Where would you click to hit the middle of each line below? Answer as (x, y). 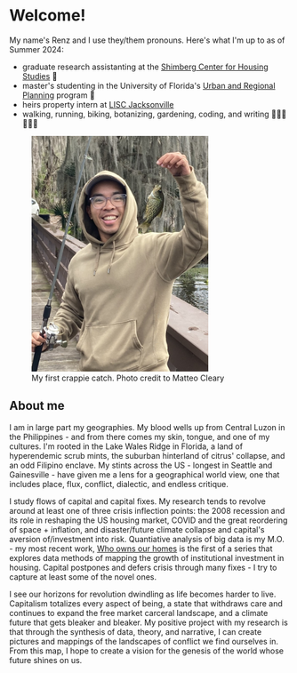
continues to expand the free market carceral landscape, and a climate (139, 613)
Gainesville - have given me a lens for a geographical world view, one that (144, 474)
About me (37, 406)
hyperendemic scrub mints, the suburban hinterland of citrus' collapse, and (147, 455)
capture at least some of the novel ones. (83, 577)
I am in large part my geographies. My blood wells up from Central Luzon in (147, 427)
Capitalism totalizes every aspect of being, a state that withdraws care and (146, 603)
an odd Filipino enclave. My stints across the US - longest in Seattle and (141, 465)
